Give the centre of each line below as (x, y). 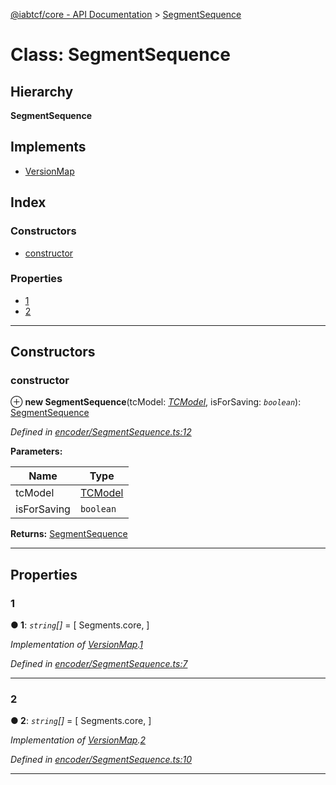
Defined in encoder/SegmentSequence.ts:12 (101, 432)
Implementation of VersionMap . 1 (76, 645)
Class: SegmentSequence (120, 55)
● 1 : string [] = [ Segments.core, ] (80, 625)
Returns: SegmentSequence (69, 534)
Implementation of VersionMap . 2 (78, 740)
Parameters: (36, 451)
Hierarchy (42, 91)
